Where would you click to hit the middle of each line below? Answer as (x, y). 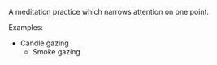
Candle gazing (44, 43)
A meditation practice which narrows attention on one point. (109, 12)
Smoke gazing (56, 52)
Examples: (26, 27)
